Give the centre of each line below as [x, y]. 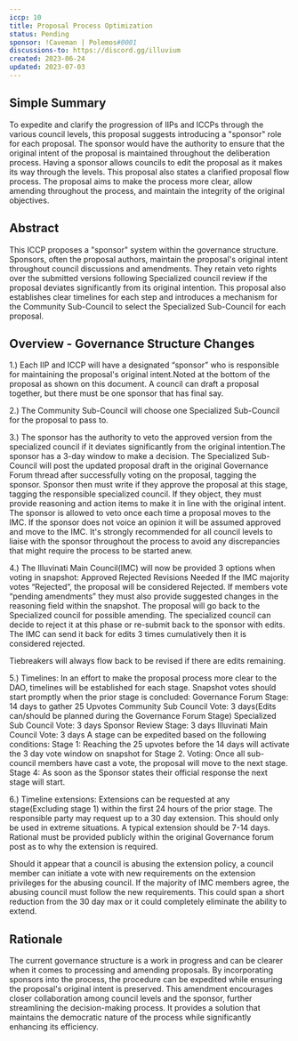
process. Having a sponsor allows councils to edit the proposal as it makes [146, 162]
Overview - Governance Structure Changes [132, 343]
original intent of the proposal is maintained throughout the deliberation [140, 153]
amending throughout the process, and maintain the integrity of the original [147, 190]
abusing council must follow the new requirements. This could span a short [147, 892]
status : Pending [39, 34]
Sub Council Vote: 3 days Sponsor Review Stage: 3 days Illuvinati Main [139, 725]
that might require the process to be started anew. [101, 551]
